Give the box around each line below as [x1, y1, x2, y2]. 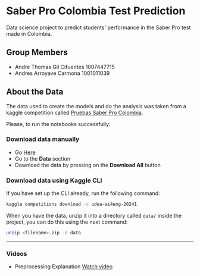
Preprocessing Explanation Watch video [14, 263, 113, 270]
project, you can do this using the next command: [6, 218, 128, 225]
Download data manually [6, 135, 80, 143]
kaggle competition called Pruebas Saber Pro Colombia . [6, 109, 143, 116]
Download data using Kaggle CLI [6, 176, 102, 184]
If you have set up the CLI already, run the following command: [6, 190, 160, 197]
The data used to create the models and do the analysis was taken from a [6, 102, 186, 109]
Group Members [6, 48, 68, 58]
